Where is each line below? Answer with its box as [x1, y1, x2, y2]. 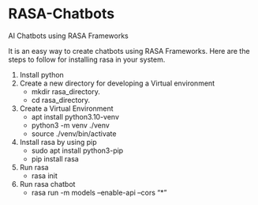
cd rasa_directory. [31, 95, 91, 104]
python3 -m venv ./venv [31, 120, 110, 130]
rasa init [31, 171, 58, 180]
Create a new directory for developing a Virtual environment [19, 78, 215, 88]
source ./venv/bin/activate [31, 128, 117, 139]
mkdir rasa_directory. [31, 86, 100, 96]
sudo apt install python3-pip [31, 146, 124, 155]
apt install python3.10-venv [31, 112, 120, 121]
